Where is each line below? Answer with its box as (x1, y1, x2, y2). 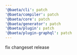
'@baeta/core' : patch (5, 16, 50, 21)
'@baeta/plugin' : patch (5, 26, 55, 31)
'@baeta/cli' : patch (5, 7, 48, 12)
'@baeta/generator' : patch (5, 21, 61, 26)
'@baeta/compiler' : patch (5, 12, 59, 17)
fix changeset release (5, 44, 50, 50)
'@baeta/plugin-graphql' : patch (5, 30, 72, 35)
